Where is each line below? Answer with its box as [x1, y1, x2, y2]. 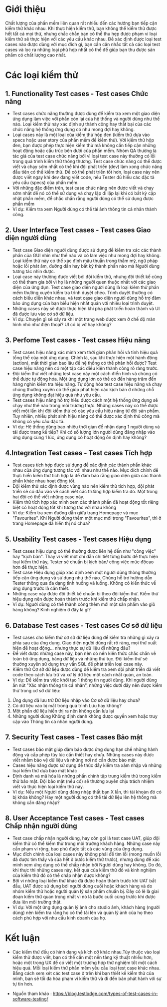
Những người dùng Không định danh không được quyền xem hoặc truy [12, 713, 158, 719]
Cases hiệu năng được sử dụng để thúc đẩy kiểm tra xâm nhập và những [12, 762, 162, 768]
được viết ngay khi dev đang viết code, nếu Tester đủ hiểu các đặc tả [12, 174, 155, 180]
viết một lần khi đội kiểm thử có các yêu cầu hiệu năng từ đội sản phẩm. [12, 408, 161, 414]
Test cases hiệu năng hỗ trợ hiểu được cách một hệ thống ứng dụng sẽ [12, 397, 158, 403]
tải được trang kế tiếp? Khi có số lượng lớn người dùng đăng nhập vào [12, 429, 156, 435]
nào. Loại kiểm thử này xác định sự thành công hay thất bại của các [12, 121, 152, 127]
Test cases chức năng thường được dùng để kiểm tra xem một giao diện [12, 110, 161, 116]
